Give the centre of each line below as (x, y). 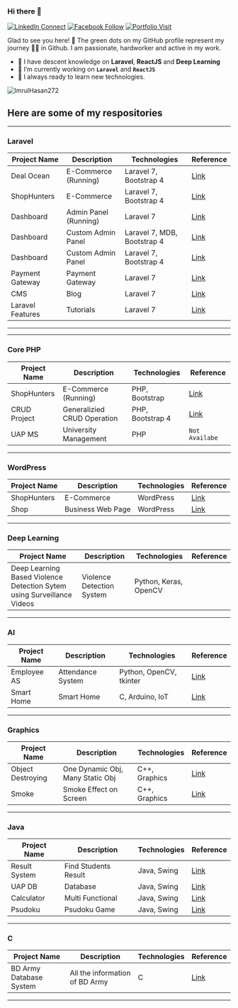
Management (85, 438)
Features (25, 314)
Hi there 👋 (25, 11)
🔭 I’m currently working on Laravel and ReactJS (86, 70)
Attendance (78, 672)
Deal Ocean (30, 176)
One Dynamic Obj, (93, 769)
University (80, 430)
